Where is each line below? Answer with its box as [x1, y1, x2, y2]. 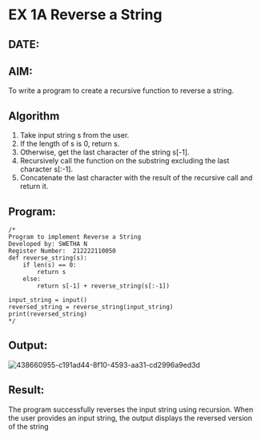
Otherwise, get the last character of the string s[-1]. [19, 147, 190, 157]
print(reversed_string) [8, 310, 88, 318]
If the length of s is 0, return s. [19, 139, 120, 149]
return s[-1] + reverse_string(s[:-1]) [37, 282, 171, 290]
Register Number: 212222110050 [8, 247, 116, 256]
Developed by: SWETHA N [8, 240, 88, 248]
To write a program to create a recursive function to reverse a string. [8, 86, 235, 95]
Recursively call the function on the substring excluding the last [19, 156, 230, 166]
